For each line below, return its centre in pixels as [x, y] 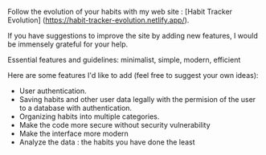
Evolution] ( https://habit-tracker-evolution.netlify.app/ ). [98, 20]
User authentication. [53, 91]
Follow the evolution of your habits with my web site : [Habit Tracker [120, 12]
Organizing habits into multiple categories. [89, 116]
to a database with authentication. [76, 108]
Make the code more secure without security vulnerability [115, 125]
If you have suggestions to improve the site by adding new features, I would [133, 36]
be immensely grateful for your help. [68, 44]
